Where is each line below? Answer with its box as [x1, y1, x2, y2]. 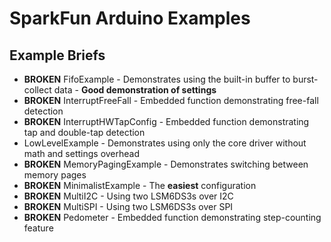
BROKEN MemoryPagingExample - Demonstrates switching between [23, 158, 309, 170]
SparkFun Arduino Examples [9, 7, 251, 30]
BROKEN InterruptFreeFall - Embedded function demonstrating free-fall [23, 95, 319, 106]
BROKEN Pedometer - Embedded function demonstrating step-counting [23, 212, 322, 223]
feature [23, 222, 54, 234]
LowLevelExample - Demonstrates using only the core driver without [23, 137, 307, 149]
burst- [292, 73, 319, 85]
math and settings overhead [23, 148, 141, 159]
